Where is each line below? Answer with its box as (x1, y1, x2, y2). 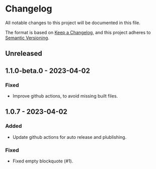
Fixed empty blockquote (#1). (12, 158, 73, 164)
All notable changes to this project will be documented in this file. (5, 20, 141, 26)
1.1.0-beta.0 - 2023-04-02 (5, 66, 91, 75)
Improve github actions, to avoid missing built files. (12, 93, 118, 99)
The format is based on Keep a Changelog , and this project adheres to (5, 29, 151, 35)
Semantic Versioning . (5, 35, 49, 41)
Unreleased (5, 49, 43, 58)
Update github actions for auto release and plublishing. (12, 134, 127, 140)
